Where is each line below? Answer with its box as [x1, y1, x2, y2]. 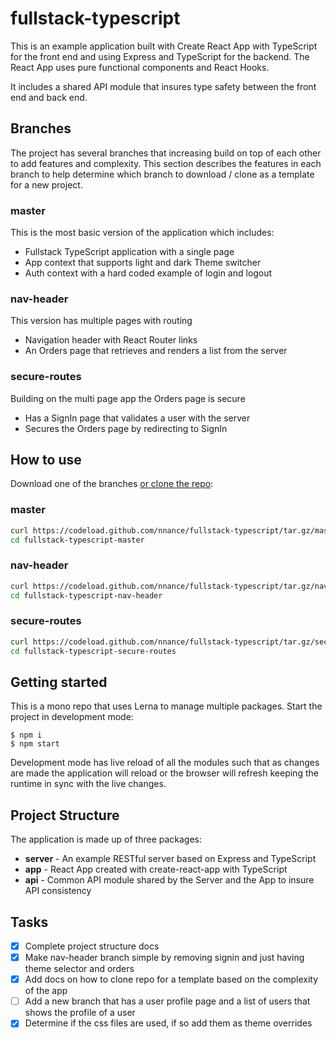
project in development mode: [10, 711, 134, 723]
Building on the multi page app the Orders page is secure [10, 392, 246, 404]
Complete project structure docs [24, 940, 160, 952]
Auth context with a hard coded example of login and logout [24, 267, 273, 279]
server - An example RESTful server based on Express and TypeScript [24, 853, 317, 865]
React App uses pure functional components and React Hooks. [10, 61, 270, 73]
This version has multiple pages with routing [10, 315, 193, 327]
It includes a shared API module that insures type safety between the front [10, 80, 317, 92]
